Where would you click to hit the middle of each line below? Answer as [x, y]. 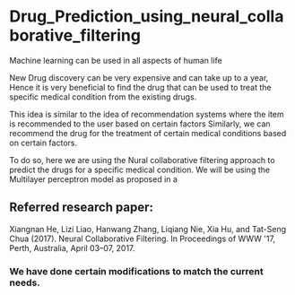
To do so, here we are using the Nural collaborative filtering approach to [142, 160]
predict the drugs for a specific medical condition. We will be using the [140, 169]
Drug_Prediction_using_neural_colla [147, 17]
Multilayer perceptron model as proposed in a [93, 179]
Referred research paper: [82, 208]
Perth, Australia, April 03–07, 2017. [72, 247]
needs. [25, 282]
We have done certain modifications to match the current [136, 271]
